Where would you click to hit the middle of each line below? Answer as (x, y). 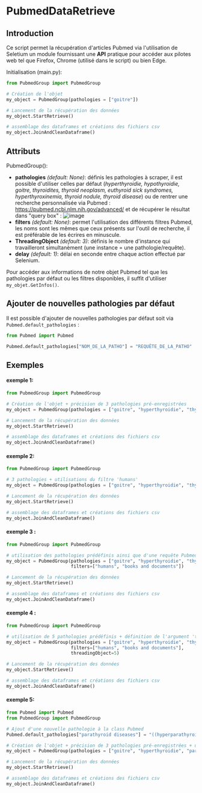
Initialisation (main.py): (34, 72)
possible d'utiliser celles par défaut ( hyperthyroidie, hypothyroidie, (97, 183)
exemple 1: (20, 381)
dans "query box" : (38, 215)
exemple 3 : (21, 532)
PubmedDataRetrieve (61, 11)
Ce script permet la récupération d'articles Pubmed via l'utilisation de (92, 47)
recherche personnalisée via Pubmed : (63, 203)
